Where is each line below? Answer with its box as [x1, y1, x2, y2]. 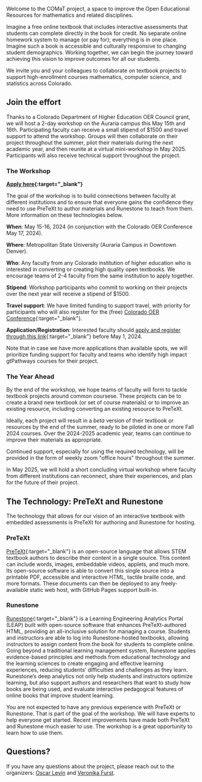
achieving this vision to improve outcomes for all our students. [6, 56, 161, 62]
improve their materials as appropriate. [6, 436, 103, 443]
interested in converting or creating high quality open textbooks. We [6, 265, 176, 273]
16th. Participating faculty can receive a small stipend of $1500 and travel [6, 126, 189, 133]
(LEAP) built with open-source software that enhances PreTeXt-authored [6, 621, 187, 628]
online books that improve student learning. [6, 691, 115, 699]
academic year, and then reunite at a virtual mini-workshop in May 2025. [6, 145, 187, 153]
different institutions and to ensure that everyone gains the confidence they [6, 199, 194, 206]
